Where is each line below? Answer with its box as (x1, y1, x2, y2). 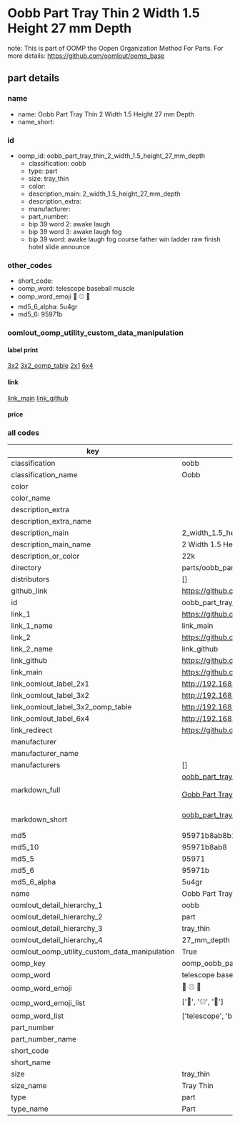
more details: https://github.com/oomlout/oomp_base (7, 51, 165, 60)
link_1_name (11, 621, 54, 631)
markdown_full (11, 785, 61, 795)
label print (7, 345, 39, 354)
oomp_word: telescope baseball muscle (17, 284, 135, 293)
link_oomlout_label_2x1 (11, 679, 90, 689)
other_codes (7, 260, 52, 270)
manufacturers (11, 760, 61, 770)
